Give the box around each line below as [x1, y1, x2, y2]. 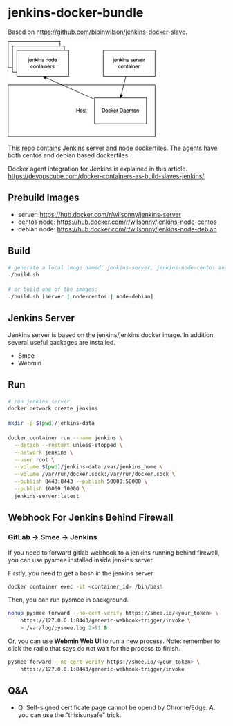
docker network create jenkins [8, 405, 98, 412]
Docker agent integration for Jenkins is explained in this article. [8, 164, 188, 173]
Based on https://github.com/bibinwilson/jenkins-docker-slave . [8, 28, 188, 36]
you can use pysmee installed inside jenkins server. [8, 555, 155, 564]
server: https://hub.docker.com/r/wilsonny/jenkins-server [17, 210, 182, 218]
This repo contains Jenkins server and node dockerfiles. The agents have [8, 144, 218, 152]
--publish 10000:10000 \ [14, 486, 86, 493]
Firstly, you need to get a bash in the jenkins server [8, 569, 154, 577]
